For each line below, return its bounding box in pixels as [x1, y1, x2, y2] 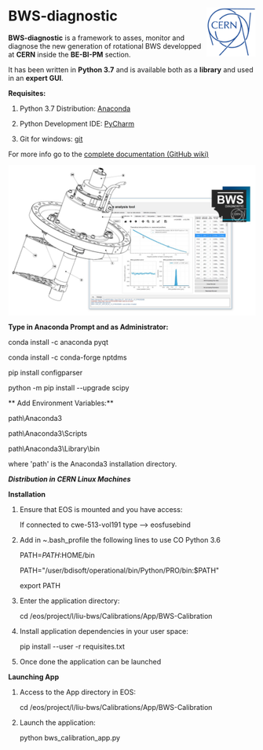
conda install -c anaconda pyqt [8, 338, 108, 347]
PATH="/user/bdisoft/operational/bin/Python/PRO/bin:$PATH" [19, 565, 220, 576]
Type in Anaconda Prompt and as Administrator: [8, 322, 169, 332]
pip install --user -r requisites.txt [19, 642, 126, 651]
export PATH [19, 581, 61, 591]
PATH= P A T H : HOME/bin [19, 551, 96, 560]
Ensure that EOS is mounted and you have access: [19, 505, 183, 514]
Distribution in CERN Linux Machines [8, 474, 131, 484]
